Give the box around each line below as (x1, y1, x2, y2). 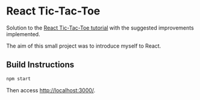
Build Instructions (6, 60, 75, 70)
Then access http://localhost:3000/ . (6, 86, 96, 94)
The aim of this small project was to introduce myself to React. (6, 42, 161, 49)
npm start (6, 75, 31, 82)
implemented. (6, 30, 40, 37)
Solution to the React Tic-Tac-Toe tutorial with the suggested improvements (6, 24, 194, 31)
